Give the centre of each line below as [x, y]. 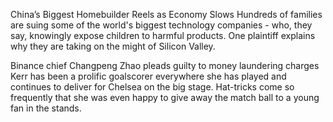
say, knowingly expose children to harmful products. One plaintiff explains [163, 35]
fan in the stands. [46, 108]
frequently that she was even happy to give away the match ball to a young [165, 97]
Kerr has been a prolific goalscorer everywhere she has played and [148, 76]
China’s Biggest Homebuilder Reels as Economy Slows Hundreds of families [166, 14]
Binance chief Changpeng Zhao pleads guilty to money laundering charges [165, 65]
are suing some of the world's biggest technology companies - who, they [161, 25]
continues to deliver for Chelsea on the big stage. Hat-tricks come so [152, 87]
